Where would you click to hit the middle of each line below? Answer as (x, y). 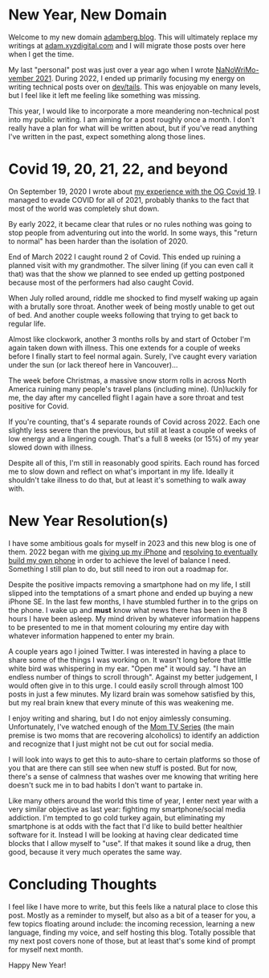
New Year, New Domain (88, 15)
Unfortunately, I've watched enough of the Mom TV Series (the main (121, 726)
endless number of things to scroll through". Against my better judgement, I (133, 676)
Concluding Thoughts (83, 884)
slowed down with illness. (51, 447)
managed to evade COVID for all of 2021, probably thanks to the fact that (129, 199)
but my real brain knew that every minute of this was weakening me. (121, 702)
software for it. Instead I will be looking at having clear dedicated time (123, 835)
